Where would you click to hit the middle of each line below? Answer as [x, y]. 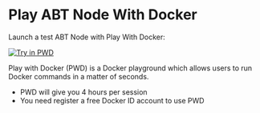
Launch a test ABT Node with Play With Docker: [87, 37]
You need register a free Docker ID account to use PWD [112, 100]
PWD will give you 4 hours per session [83, 92]
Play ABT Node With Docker [103, 15]
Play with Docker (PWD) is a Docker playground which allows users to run [130, 68]
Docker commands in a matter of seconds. [79, 76]
